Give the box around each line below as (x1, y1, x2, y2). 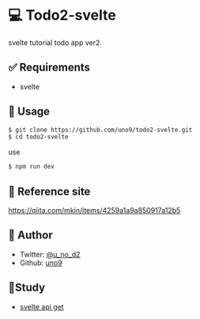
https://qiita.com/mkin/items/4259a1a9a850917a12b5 (8, 206, 181, 215)
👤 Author (8, 229, 53, 242)
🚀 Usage (8, 104, 50, 119)
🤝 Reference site (8, 184, 91, 198)
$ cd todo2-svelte (8, 133, 69, 141)
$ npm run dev (8, 163, 55, 171)
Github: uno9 (19, 258, 62, 268)
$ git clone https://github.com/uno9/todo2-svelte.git (8, 126, 193, 134)
